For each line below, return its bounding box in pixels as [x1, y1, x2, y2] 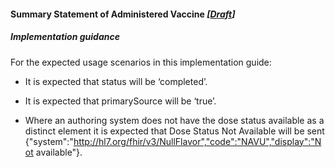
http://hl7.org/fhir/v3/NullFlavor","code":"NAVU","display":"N [73, 135, 322, 147]
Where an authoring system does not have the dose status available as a [24, 114, 325, 126]
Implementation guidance [10, 31, 120, 43]
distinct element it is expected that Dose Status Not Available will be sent [24, 125, 325, 137]
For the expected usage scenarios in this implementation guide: [10, 56, 272, 68]
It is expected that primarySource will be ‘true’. [24, 95, 217, 107]
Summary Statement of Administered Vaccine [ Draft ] [10, 8, 236, 20]
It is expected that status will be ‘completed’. [24, 75, 208, 87]
